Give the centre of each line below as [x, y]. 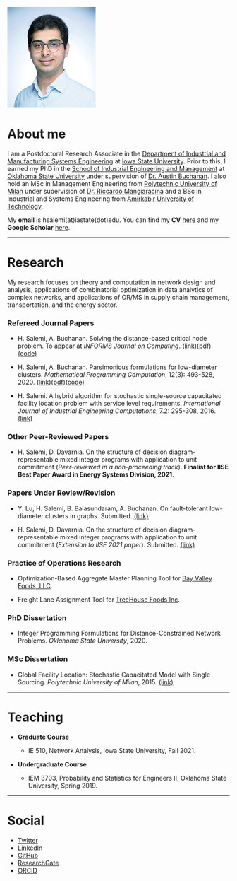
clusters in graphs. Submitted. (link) [97, 515]
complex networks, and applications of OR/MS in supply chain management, [119, 297]
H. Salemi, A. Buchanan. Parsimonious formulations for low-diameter [117, 367]
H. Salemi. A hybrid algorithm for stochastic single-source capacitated [120, 396]
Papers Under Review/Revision [61, 493]
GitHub [28, 855]
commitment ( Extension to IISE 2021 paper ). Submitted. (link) [106, 544]
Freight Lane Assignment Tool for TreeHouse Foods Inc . [98, 600]
